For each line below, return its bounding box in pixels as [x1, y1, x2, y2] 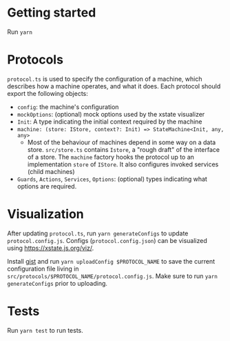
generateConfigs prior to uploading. [7, 279, 108, 287]
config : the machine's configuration [17, 102, 119, 111]
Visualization [7, 206, 84, 222]
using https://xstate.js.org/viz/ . [7, 244, 94, 252]
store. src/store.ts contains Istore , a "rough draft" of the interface [27, 145, 220, 153]
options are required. [17, 182, 77, 191]
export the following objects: [7, 89, 88, 97]
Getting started [7, 5, 96, 21]
